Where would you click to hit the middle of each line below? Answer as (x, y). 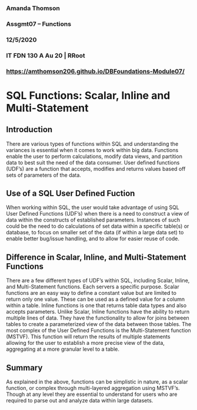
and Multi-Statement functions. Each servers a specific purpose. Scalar (93, 287)
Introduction (29, 130)
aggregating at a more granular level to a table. (63, 349)
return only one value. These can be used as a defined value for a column (96, 299)
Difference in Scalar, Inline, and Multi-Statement (96, 257)
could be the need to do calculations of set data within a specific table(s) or (98, 226)
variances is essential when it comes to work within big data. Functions (92, 150)
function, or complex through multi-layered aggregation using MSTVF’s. (93, 388)
